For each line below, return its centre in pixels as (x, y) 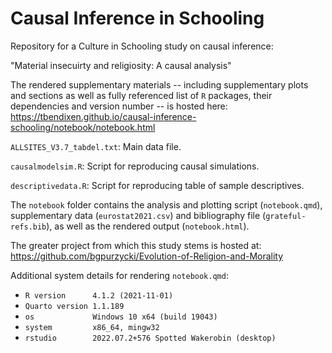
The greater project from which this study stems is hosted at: (136, 245)
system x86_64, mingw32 (92, 327)
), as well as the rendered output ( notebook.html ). (148, 226)
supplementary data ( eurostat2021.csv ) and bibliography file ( (138, 215)
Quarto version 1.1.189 (74, 306)
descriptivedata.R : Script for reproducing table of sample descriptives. (157, 185)
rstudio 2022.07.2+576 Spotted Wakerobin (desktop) (150, 338)
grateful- (286, 216)
